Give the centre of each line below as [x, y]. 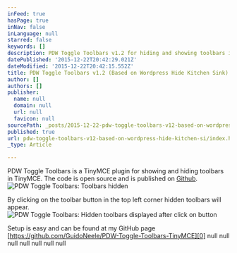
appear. [18, 207]
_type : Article [30, 145]
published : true [31, 132]
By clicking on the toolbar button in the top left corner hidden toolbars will [114, 200]
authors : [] [25, 86]
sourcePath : [25, 125]
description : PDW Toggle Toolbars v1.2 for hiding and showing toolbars [116, 54]
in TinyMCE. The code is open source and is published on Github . [103, 179]
